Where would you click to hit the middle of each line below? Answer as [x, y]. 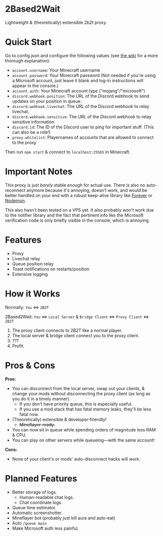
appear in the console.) [35, 86]
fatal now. [29, 414]
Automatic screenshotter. [37, 513]
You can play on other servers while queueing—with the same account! [83, 440]
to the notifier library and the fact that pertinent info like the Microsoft [74, 215]
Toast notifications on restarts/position [51, 269]
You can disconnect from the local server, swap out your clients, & [78, 388]
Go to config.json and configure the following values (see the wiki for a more [81, 55]
